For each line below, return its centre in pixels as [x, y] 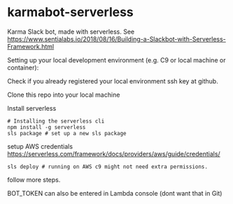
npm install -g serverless [47, 127]
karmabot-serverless [71, 12]
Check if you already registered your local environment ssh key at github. [113, 81]
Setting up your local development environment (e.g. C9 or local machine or [116, 60]
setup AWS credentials [40, 146]
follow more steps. [34, 179]
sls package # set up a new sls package [67, 133]
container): [23, 67]
